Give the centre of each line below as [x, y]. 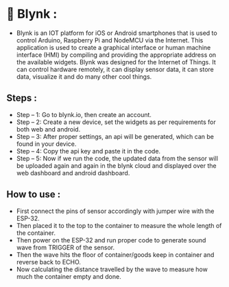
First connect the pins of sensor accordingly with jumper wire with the [115, 211]
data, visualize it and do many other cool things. [84, 76]
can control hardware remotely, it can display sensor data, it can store [115, 69]
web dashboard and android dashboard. [73, 173]
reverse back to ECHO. [49, 262]
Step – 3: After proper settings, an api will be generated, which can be [115, 136]
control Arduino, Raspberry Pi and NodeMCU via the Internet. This [110, 40]
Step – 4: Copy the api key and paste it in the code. [88, 151]
